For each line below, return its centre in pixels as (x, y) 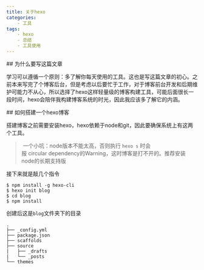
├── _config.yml (27, 230)
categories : (21, 18)
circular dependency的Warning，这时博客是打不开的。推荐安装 (107, 153)
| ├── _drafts (27, 251)
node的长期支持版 (44, 161)
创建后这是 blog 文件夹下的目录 (44, 213)
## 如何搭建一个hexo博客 (38, 112)
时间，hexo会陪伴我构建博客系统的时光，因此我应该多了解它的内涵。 (97, 99)
